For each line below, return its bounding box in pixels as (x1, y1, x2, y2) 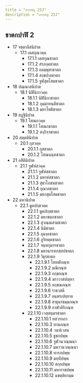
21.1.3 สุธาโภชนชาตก (27, 180, 63, 186)
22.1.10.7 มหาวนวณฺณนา (34, 344, 78, 350)
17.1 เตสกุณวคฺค (19, 50, 46, 56)
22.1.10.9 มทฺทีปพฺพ (34, 355, 69, 361)
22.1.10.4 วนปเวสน (34, 327, 69, 333)
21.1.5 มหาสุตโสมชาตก (27, 191, 66, 197)
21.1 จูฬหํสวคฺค (19, 163, 45, 169)
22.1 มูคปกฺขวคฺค (19, 202, 48, 209)
